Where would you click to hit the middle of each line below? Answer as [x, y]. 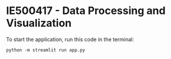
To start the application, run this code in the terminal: [70, 39]
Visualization [39, 23]
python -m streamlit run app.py [46, 50]
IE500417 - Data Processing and [86, 11]
